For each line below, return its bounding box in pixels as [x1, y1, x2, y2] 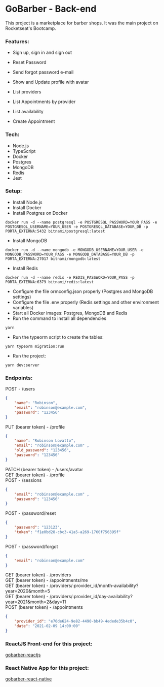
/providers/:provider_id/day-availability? [50, 594, 133, 600]
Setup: [5, 187, 22, 194]
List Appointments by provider [12, 99, 76, 105]
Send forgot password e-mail [12, 69, 74, 75]
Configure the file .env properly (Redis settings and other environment [12, 299, 159, 305]
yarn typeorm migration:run [5, 344, 65, 349]
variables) [12, 304, 34, 310]
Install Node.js [12, 199, 43, 205]
